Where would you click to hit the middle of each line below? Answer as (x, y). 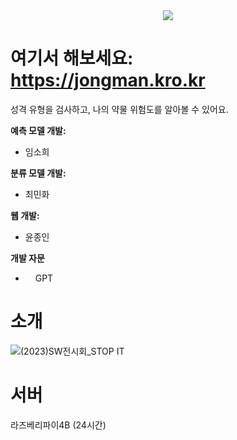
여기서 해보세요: (72, 58)
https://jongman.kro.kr (108, 80)
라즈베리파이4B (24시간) (58, 425)
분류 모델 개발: (38, 173)
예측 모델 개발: (38, 130)
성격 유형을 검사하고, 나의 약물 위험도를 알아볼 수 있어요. (119, 109)
